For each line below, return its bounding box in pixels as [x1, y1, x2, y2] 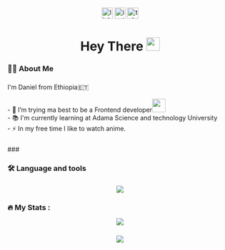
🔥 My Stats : [7, 202, 51, 212]
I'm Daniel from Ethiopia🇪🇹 [7, 83, 89, 91]
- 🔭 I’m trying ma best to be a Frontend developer [7, 105, 152, 114]
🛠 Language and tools [7, 163, 87, 173]
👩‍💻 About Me [7, 64, 54, 74]
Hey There [80, 38, 144, 55]
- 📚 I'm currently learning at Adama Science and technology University [7, 113, 218, 122]
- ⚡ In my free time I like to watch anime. [7, 124, 126, 132]
